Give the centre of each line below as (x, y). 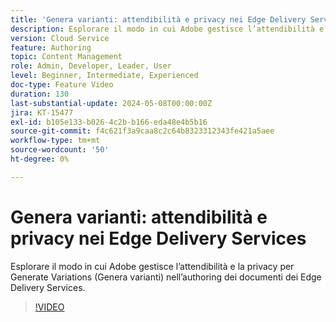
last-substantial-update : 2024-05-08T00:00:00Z (111, 103)
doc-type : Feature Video (62, 85)
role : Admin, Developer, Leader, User (91, 66)
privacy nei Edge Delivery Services (158, 238)
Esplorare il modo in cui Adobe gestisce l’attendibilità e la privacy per (152, 266)
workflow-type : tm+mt (55, 141)
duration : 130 (40, 94)
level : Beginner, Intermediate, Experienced (104, 76)
